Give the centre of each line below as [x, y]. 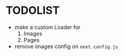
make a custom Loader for [47, 27]
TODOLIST [33, 11]
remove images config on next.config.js [66, 46]
